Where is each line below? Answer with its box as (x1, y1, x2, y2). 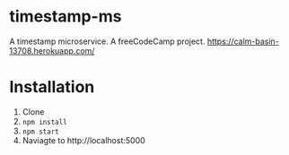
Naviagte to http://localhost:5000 (22, 134, 145, 145)
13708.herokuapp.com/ (9, 45, 95, 56)
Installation (9, 77, 95, 98)
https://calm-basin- (206, 36, 280, 47)
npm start (22, 127, 60, 136)
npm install (22, 117, 67, 126)
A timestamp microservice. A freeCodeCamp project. (9, 36, 206, 47)
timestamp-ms (9, 6, 122, 27)
